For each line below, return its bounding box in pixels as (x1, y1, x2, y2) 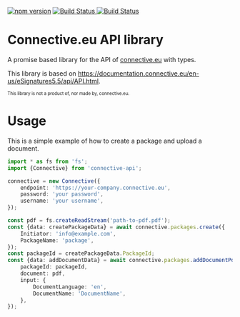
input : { (20, 276, 46, 283)
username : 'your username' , (20, 197, 104, 205)
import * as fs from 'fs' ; (7, 158, 88, 165)
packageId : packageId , (20, 263, 88, 271)
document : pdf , (20, 270, 66, 277)
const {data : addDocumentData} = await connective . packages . (7, 257, 194, 264)
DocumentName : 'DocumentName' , (33, 290, 126, 297)
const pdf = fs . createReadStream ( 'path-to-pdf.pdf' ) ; (7, 217, 171, 224)
